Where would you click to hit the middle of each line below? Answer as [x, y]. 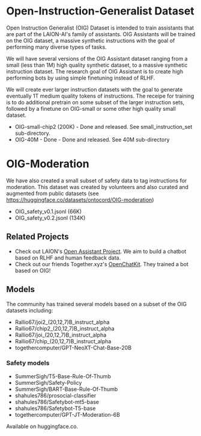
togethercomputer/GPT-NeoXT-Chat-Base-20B [73, 347]
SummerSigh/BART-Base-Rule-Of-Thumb [66, 389]
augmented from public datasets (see [52, 193]
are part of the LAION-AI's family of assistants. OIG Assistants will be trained [101, 34]
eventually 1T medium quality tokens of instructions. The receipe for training [100, 96]
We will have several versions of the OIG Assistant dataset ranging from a [97, 58]
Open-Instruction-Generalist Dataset [100, 11]
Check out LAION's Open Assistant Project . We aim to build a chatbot [100, 251]
